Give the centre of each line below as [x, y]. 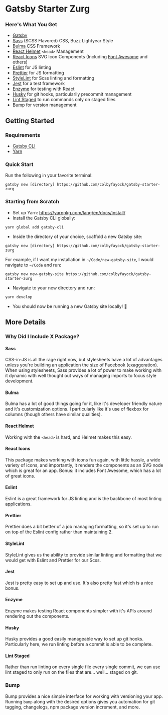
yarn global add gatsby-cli [35, 227]
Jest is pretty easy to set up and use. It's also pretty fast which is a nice [79, 583]
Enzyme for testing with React [43, 89]
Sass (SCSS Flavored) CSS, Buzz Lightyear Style [63, 41]
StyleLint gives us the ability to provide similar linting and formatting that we [83, 554]
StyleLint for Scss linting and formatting [53, 78]
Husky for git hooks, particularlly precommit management [72, 94]
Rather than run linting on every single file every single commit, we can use [83, 667]
